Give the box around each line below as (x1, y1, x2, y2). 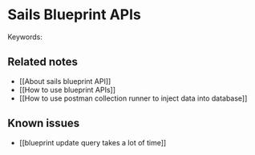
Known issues (7, 117, 80, 130)
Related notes (7, 55, 78, 69)
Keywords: (7, 32, 43, 42)
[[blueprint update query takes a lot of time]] (18, 137, 167, 147)
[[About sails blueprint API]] (18, 76, 111, 85)
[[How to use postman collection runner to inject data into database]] (18, 93, 248, 103)
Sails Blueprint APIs (7, 6, 141, 24)
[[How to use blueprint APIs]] (18, 85, 116, 94)
